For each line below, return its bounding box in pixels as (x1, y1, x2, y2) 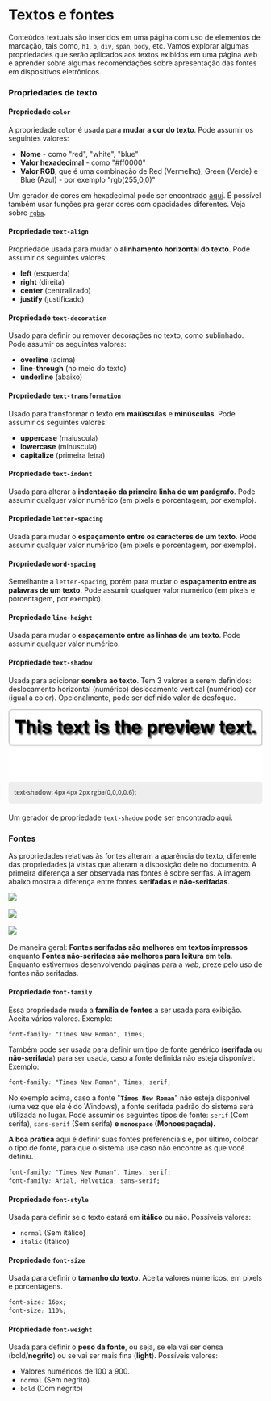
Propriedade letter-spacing (8, 513, 103, 523)
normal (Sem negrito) (19, 1375, 90, 1385)
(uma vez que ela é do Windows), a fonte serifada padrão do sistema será (8, 1102, 254, 1112)
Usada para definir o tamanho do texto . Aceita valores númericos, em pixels (8, 1273, 263, 1283)
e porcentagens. (8, 1281, 63, 1291)
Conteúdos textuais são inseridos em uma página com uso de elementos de (8, 32, 261, 42)
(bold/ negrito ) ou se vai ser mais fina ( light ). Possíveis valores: (8, 1351, 218, 1361)
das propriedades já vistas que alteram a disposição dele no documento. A (8, 859, 257, 870)
